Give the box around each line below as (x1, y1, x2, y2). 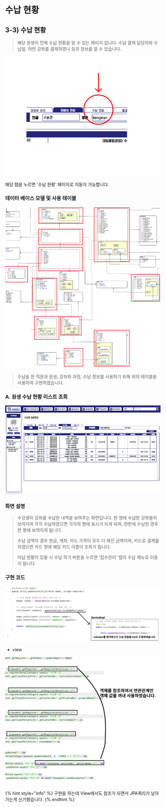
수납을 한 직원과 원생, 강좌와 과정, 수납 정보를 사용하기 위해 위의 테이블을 (17, 374, 157, 380)
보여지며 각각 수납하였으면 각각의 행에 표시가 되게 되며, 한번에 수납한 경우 (17, 521, 159, 527)
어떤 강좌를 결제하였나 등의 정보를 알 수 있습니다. (28, 46, 122, 52)
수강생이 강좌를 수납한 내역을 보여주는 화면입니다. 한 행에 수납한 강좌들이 (17, 514, 157, 520)
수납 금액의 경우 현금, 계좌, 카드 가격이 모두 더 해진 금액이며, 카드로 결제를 (17, 537, 160, 544)
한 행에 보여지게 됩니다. (17, 527, 63, 533)
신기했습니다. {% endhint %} (18, 797, 75, 802)
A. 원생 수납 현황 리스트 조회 (5, 393, 68, 400)
